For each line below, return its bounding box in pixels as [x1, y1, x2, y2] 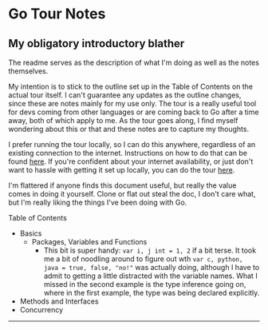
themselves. [8, 66, 49, 76]
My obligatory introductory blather [8, 37, 185, 50]
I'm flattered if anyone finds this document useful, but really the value [8, 181, 237, 190]
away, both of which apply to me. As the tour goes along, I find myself [8, 116, 238, 125]
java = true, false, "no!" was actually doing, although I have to [43, 263, 260, 272]
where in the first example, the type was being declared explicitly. [43, 288, 260, 297]
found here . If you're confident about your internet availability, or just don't [8, 157, 254, 166]
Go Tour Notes [8, 5, 106, 23]
